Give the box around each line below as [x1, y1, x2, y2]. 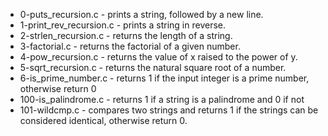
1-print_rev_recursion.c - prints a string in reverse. [19, 19, 227, 31]
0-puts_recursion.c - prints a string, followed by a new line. [19, 9, 264, 20]
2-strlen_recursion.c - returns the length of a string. [19, 30, 233, 41]
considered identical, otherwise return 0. [19, 115, 188, 126]
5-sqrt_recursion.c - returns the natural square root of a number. [19, 62, 287, 73]
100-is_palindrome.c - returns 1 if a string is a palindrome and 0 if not [19, 94, 305, 105]
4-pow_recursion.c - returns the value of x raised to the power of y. [19, 51, 298, 63]
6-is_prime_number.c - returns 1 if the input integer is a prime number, [19, 72, 310, 84]
